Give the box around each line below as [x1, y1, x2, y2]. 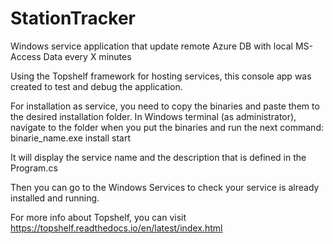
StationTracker [10, 7, 136, 30]
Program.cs [10, 162, 58, 174]
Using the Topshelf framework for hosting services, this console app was [10, 70, 312, 82]
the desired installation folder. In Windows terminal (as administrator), [10, 110, 297, 122]
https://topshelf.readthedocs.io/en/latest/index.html [10, 222, 223, 234]
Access [10, 50, 42, 62]
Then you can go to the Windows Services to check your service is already [10, 181, 320, 193]
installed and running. [10, 192, 100, 204]
